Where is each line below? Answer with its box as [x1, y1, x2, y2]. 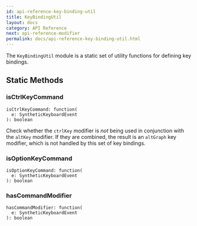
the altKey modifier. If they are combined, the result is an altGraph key [6, 133, 176, 140]
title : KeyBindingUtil [6, 14, 62, 20]
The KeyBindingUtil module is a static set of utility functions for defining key [6, 52, 192, 59]
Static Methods [6, 75, 64, 85]
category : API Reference [6, 25, 67, 31]
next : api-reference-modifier [6, 31, 81, 36]
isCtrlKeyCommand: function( [6, 107, 78, 112]
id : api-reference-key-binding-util [6, 8, 96, 15]
